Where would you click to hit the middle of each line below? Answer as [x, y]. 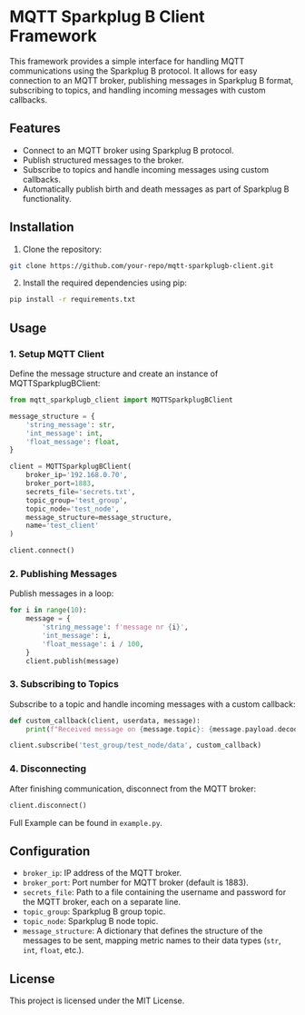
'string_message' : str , [71, 424]
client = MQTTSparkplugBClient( [70, 467]
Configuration [50, 851]
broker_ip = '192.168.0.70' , [77, 475]
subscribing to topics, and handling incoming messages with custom [138, 90]
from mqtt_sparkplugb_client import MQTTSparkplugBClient [121, 400]
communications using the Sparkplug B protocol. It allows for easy [133, 71]
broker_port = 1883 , [60, 483]
